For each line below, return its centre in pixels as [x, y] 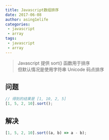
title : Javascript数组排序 [32, 10]
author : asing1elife [27, 19]
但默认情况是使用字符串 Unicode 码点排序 [61, 69]
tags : [11, 39]
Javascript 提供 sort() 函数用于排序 [54, 63]
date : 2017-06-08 [23, 15]
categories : [18, 24]
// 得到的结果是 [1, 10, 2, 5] [36, 99]
